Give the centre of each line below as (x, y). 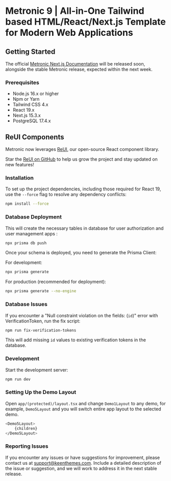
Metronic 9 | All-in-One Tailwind (75, 11)
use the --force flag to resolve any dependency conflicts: (66, 194)
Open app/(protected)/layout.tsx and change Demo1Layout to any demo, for (86, 403)
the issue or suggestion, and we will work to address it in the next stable (81, 468)
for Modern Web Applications (69, 33)
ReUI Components (35, 137)
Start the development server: (37, 370)
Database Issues (26, 304)
